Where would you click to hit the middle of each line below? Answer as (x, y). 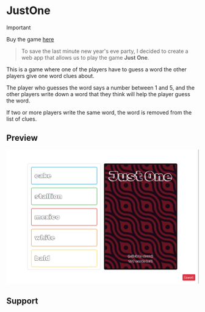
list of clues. (22, 119)
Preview (22, 138)
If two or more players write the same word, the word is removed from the (99, 112)
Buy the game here (30, 39)
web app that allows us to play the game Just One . (85, 57)
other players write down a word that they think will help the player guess (98, 94)
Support (22, 301)
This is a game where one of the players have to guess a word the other (97, 69)
